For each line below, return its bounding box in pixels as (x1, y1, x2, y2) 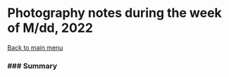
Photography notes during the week (7, 5, 222, 21)
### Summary (7, 61, 58, 71)
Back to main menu (7, 43, 63, 52)
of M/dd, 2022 (7, 20, 94, 36)
